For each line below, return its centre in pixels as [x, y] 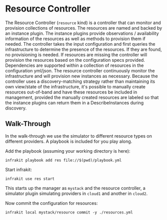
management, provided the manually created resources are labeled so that [82, 97]
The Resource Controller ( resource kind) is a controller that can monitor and [83, 23]
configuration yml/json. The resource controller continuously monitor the [80, 70]
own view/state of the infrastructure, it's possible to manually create [75, 86]
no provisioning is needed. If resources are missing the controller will [76, 54]
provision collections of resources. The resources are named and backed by [84, 28]
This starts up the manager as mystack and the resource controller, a [75, 188]
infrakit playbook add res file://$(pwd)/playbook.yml [63, 160]
